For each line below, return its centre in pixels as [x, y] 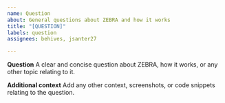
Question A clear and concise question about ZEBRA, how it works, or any [112, 65]
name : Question [29, 13]
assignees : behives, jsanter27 [52, 39]
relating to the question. [41, 93]
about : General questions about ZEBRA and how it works [89, 20]
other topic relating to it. [41, 72]
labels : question [32, 33]
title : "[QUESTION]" [37, 26]
